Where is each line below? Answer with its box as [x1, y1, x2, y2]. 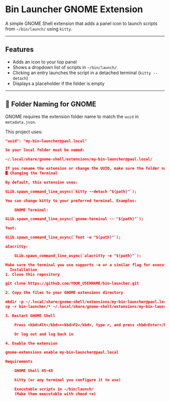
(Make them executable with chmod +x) [14, 391, 96, 396]
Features [5, 45, 34, 54]
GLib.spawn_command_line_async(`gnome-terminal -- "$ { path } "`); [5, 217, 144, 222]
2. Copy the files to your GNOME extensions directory [5, 290, 123, 295]
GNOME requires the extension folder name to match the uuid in [5, 113, 139, 119]
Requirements [5, 359, 33, 364]
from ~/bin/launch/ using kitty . [5, 25, 72, 32]
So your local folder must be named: [5, 147, 85, 153]
